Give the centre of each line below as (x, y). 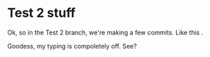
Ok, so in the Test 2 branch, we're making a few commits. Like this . (105, 32)
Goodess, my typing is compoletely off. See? (72, 46)
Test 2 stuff (42, 13)
